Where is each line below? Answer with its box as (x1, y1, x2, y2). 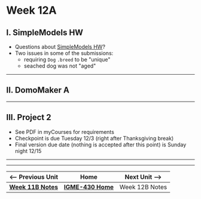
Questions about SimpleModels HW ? (14, 43, 106, 50)
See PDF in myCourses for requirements (14, 128, 115, 135)
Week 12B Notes (119, 183, 167, 191)
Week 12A (6, 4, 57, 17)
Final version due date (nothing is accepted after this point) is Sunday (14, 141, 187, 148)
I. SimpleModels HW (6, 27, 84, 38)
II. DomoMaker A (6, 85, 70, 96)
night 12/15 (14, 147, 42, 154)
